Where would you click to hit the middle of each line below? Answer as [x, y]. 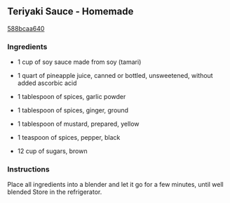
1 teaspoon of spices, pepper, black [69, 138]
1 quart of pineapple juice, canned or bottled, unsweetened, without [115, 76]
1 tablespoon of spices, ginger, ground [73, 110]
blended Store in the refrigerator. [55, 192]
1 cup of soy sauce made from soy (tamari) [79, 62]
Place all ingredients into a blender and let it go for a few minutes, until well [116, 185]
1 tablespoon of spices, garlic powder [72, 97]
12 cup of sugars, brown [52, 151]
